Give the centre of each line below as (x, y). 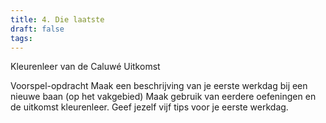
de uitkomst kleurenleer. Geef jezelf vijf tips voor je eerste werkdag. (149, 107)
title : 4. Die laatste (57, 19)
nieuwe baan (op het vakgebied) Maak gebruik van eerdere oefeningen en (163, 97)
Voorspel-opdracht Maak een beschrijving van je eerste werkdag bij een (159, 86)
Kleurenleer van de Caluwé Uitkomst (85, 67)
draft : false (37, 29)
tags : (21, 38)
